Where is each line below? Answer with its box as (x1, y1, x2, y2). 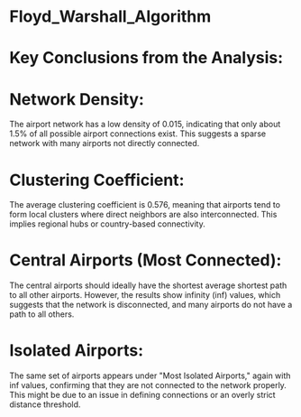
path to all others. (9, 309, 75, 320)
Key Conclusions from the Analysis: (9, 48, 284, 69)
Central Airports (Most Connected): (9, 250, 282, 271)
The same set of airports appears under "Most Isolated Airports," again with (9, 370, 291, 381)
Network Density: (9, 88, 144, 109)
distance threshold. (9, 399, 81, 410)
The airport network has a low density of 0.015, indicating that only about (9, 119, 281, 130)
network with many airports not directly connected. (9, 138, 200, 149)
